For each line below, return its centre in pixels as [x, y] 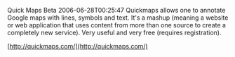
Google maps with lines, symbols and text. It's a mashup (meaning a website [118, 18]
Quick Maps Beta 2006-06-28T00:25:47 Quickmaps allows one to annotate [116, 10]
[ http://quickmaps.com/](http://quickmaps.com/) [78, 46]
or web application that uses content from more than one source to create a [117, 25]
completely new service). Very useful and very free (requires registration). [114, 32]
